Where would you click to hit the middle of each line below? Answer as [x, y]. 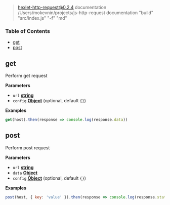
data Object [25, 173]
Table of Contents [28, 31]
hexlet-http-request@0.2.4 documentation [62, 7]
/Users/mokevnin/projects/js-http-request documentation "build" [85, 13]
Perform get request [26, 76]
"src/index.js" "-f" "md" [42, 18]
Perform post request [28, 148]
